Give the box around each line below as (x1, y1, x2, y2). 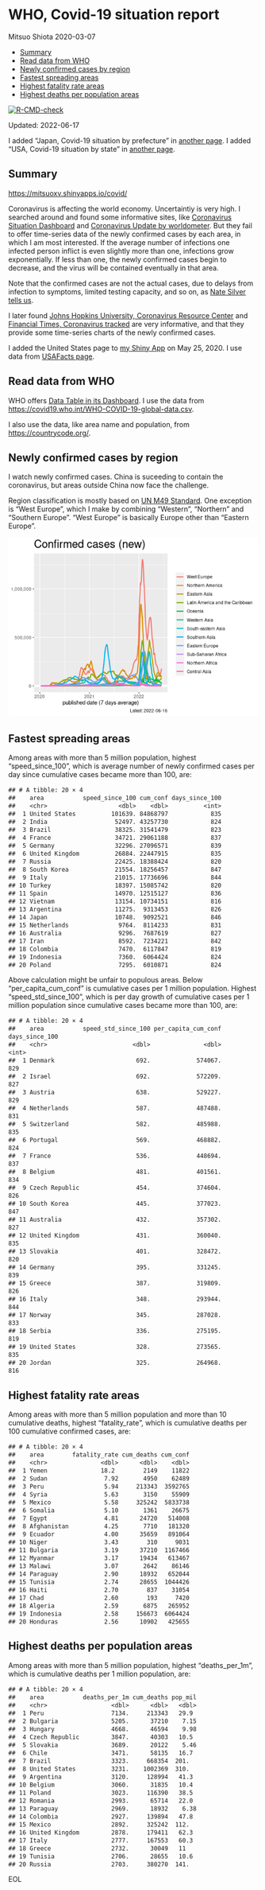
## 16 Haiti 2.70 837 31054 (8, 1586, 190, 1594)
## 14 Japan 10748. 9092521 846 (8, 913, 222, 922)
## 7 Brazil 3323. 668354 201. (8, 1756, 190, 1765)
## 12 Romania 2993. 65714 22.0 (8, 1796, 194, 1805)
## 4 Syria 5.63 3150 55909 (8, 1491, 190, 1499)
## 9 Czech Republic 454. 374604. (8, 1184, 222, 1192)
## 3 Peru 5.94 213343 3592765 (8, 1483, 190, 1491)
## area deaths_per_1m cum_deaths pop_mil (8, 1693, 197, 1701)
